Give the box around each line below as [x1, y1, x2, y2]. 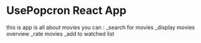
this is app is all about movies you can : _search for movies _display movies [6, 24, 195, 31]
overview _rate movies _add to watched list [6, 30, 115, 37]
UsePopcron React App [6, 4, 127, 18]
